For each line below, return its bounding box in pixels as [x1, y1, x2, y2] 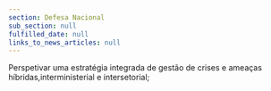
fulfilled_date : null [8, 29, 89, 38]
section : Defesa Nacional [8, 12, 105, 22]
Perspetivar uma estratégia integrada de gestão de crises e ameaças [8, 62, 263, 73]
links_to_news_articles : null [8, 37, 122, 47]
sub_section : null [8, 21, 77, 30]
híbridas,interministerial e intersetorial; [8, 72, 150, 83]
